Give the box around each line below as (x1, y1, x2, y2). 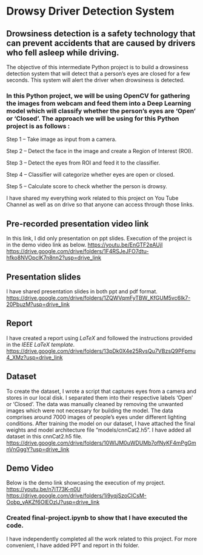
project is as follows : (6, 121, 70, 130)
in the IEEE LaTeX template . (6, 341, 75, 348)
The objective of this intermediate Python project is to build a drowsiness (6, 64, 189, 70)
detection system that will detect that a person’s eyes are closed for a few (6, 70, 190, 77)
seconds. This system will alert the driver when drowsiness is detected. (6, 77, 185, 83)
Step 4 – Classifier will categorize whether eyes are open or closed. (6, 171, 175, 179)
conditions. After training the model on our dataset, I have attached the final (6, 420, 195, 427)
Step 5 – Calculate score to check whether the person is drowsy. (6, 183, 168, 190)
